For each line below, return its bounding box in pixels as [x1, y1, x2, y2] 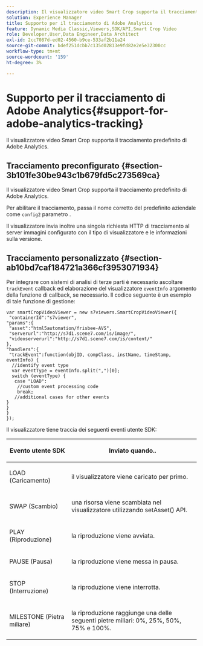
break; [17, 389, 34, 395]
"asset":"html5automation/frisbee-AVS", [8, 325, 112, 332]
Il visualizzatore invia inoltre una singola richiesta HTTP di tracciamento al [6, 222, 190, 230]
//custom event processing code [17, 384, 98, 390]
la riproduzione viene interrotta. [71, 583, 161, 592]
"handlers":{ [6, 346, 39, 353]
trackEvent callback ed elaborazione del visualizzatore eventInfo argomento [6, 285, 197, 292]
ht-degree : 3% [6, 59, 42, 65]
